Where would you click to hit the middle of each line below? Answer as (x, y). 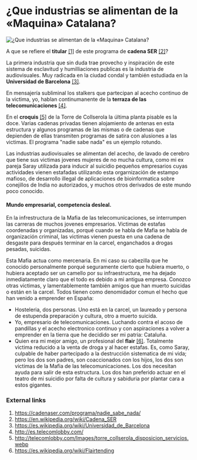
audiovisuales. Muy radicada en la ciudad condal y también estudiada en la (97, 75)
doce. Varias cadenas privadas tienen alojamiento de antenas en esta (90, 123)
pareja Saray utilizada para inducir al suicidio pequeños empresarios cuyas (97, 166)
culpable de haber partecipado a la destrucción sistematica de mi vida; (101, 354)
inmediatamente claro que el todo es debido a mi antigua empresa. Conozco (98, 279)
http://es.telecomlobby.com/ (49, 432)
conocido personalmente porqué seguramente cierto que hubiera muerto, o (98, 267)
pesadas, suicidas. (29, 249)
